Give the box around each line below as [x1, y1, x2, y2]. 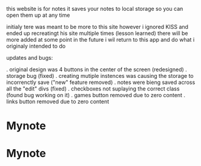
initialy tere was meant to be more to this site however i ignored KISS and [6, 24, 189, 30]
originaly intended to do [6, 42, 66, 49]
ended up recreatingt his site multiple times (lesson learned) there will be [6, 30, 189, 37]
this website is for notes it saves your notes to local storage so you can [6, 5, 183, 12]
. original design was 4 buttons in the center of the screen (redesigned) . [6, 66, 188, 73]
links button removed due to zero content [6, 98, 110, 105]
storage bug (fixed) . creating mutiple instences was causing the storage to [6, 72, 194, 79]
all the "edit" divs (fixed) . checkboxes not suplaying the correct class [6, 85, 180, 92]
